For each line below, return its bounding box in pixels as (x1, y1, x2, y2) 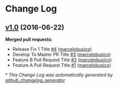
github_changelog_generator (5, 77, 66, 83)
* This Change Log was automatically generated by (5, 72, 113, 78)
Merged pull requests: (5, 36, 53, 42)
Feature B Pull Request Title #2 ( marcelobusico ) (12, 57, 112, 63)
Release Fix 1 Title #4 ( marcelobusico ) (12, 46, 92, 52)
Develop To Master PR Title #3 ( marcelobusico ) (12, 51, 111, 57)
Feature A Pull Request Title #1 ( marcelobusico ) (12, 62, 111, 68)
